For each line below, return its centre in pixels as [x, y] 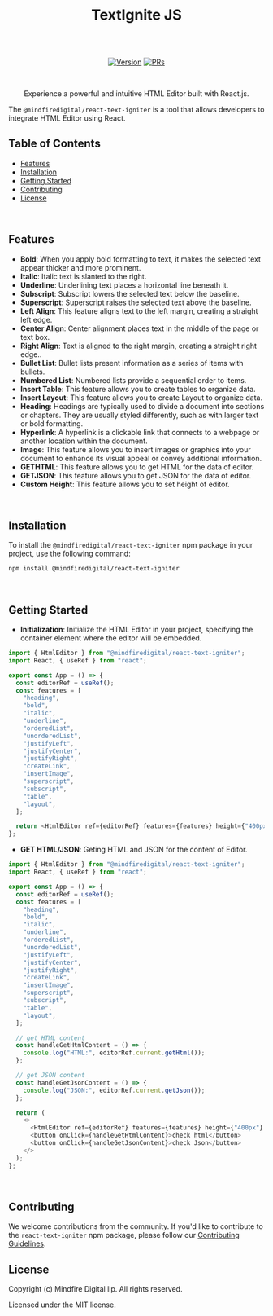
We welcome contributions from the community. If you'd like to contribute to [136, 1226]
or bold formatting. [52, 423]
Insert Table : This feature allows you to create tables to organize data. [138, 389]
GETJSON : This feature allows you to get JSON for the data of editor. [136, 475]
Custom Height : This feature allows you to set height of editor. [125, 484]
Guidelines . [27, 1243]
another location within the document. [84, 441]
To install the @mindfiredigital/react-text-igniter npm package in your [131, 545]
